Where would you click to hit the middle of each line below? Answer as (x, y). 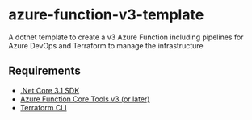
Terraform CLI (43, 107)
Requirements (44, 71)
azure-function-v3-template (106, 15)
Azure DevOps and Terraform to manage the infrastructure (106, 45)
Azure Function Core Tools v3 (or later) (85, 99)
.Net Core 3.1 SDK (50, 90)
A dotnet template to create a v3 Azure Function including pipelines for (126, 37)
